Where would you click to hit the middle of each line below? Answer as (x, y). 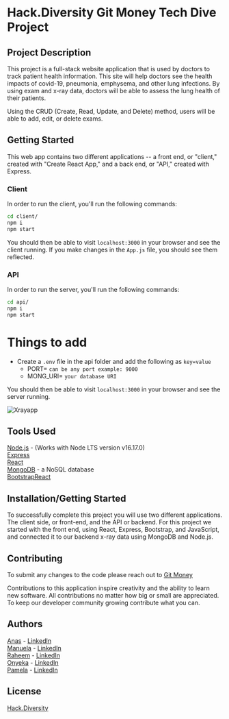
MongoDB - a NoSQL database (51, 470)
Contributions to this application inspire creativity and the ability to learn (108, 588)
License (24, 691)
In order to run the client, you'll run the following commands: (92, 204)
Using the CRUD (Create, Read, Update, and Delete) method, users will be (111, 111)
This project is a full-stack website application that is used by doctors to (109, 69)
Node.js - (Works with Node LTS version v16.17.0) (76, 448)
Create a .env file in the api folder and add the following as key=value (114, 361)
